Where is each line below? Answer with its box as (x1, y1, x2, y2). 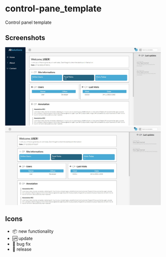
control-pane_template (5, 3, 102, 14)
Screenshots (5, 34, 45, 42)
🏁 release (12, 246, 32, 252)
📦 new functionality (12, 228, 54, 234)
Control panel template (5, 19, 52, 25)
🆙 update (12, 235, 33, 241)
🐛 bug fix (12, 241, 31, 247)
